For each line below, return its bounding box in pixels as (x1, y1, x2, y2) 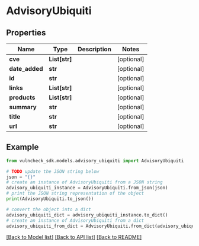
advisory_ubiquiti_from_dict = (6, 223, 84, 229)
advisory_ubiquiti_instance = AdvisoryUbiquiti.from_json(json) (6, 185, 168, 191)
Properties (6, 28, 46, 38)
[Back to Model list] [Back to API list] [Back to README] (6, 234, 142, 241)
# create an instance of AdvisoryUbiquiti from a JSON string (6, 179, 163, 185)
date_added (9, 65, 43, 73)
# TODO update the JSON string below (6, 168, 99, 175)
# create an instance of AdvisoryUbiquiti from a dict (6, 217, 145, 224)
